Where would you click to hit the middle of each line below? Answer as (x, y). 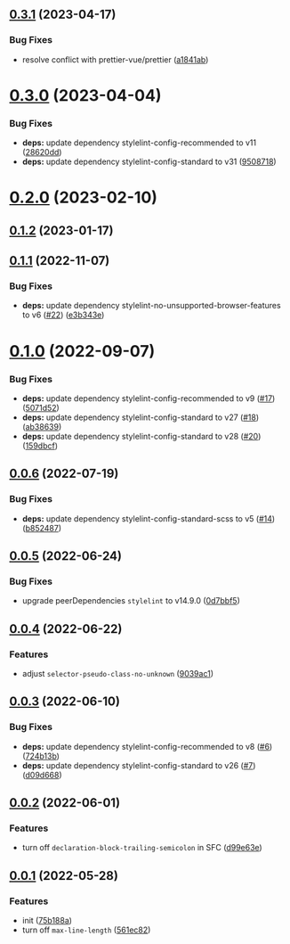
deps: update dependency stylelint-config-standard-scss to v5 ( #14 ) (149, 518)
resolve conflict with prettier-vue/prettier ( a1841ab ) (115, 59)
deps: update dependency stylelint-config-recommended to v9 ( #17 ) (149, 398)
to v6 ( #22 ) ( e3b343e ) (63, 315)
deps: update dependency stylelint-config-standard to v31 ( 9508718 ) (149, 162)
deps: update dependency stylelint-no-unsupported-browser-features (152, 306)
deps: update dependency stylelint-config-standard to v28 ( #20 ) (141, 436)
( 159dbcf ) (40, 446)
